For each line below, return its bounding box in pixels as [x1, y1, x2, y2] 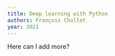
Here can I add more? [7, 43, 70, 51]
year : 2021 [7, 23, 39, 30]
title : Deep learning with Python [7, 10, 109, 17]
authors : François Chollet [7, 17, 86, 24]
